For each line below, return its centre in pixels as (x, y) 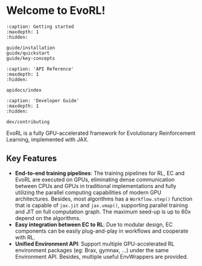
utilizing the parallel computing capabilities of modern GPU (88, 192)
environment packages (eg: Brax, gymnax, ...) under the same (92, 250)
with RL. (25, 237)
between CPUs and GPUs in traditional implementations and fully (96, 186)
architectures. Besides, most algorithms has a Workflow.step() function (104, 199)
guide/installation (31, 48)
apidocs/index (24, 90)
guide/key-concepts (31, 58)
